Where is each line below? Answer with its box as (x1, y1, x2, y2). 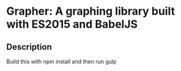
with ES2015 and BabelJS (6, 17, 138, 31)
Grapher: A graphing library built (6, 4, 175, 18)
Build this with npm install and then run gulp (6, 58, 117, 65)
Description (6, 42, 52, 52)
